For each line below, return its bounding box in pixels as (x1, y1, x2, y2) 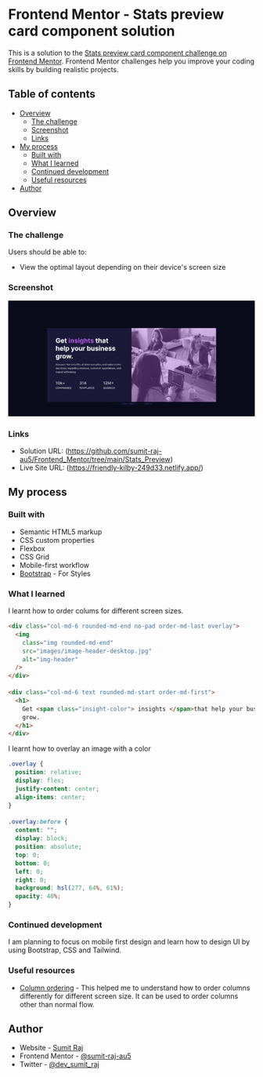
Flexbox (19, 544, 45, 553)
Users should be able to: (8, 247, 88, 257)
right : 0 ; (15, 876, 47, 884)
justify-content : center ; (15, 784, 100, 793)
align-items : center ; (15, 793, 86, 801)
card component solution (8, 22, 175, 40)
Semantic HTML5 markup (19, 527, 103, 537)
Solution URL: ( (19, 446, 68, 456)
